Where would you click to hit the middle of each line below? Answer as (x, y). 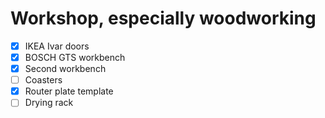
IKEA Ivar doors (57, 46)
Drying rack (49, 103)
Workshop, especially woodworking (163, 18)
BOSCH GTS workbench (75, 57)
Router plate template (69, 91)
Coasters (43, 80)
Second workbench (65, 69)
